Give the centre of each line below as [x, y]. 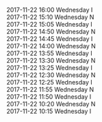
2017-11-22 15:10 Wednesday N [50, 17]
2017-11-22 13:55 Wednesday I [50, 53]
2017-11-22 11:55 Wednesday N [50, 89]
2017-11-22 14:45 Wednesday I [50, 39]
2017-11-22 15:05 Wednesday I [50, 24]
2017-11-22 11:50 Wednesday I [49, 97]
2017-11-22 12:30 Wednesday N [51, 75]
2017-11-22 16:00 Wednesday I [50, 10]
